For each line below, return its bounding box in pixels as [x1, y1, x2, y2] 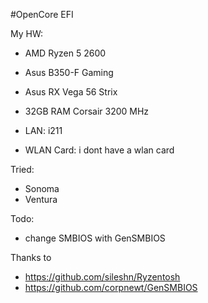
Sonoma [24, 183, 60, 194]
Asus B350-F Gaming [24, 67, 114, 78]
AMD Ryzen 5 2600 [24, 47, 107, 59]
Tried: [10, 164, 35, 175]
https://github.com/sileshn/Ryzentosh [24, 271, 181, 283]
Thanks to [10, 252, 52, 263]
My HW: [10, 28, 44, 39]
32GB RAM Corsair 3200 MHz [24, 105, 150, 117]
